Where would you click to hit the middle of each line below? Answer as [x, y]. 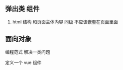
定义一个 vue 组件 [23, 62]
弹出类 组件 [22, 9]
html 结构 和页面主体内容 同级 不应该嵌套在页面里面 [65, 22]
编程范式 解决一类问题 [28, 52]
